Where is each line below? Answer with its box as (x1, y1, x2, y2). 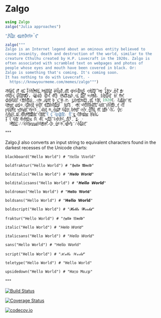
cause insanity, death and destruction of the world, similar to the (5, 51, 153, 56)
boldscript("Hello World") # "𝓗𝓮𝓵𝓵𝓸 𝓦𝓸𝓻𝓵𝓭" (5, 207, 95, 212)
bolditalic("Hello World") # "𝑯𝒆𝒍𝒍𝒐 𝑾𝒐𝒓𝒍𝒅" (5, 172, 94, 177)
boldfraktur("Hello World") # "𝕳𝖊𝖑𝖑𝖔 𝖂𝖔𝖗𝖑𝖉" (5, 163, 94, 168)
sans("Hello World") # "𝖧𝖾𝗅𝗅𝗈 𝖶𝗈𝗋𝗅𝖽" (5, 243, 81, 248)
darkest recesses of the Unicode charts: (5, 145, 88, 151)
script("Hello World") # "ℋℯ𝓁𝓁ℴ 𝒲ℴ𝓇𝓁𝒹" (5, 252, 86, 257)
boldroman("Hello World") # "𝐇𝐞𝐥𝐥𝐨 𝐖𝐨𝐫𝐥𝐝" (5, 189, 92, 195)
